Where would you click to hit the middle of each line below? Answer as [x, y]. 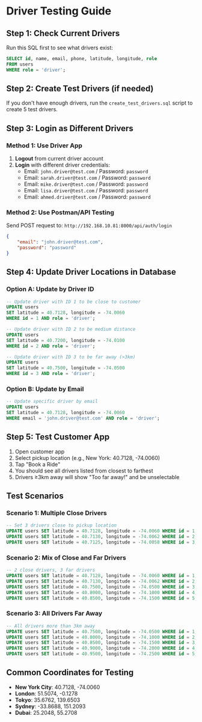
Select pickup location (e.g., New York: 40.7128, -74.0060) [87, 457]
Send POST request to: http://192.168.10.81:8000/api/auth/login [89, 225]
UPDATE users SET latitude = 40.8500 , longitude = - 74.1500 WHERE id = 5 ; [102, 598]
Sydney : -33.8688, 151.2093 [50, 706]
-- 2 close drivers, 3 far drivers [51, 570]
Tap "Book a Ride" [38, 464]
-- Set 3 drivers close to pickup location [62, 525]
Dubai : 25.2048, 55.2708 [46, 712]
